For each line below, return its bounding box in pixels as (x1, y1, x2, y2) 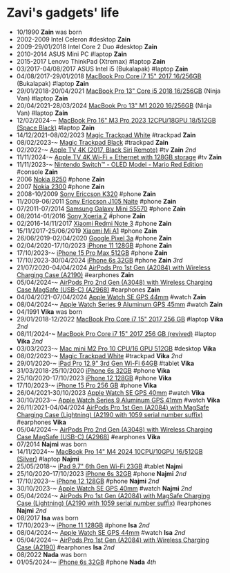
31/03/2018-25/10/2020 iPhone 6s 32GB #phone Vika (16, 366, 171, 375)
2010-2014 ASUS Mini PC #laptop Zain (16, 50, 127, 58)
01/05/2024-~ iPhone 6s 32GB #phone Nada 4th (16, 558, 157, 566)
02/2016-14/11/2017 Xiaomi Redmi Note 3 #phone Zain (16, 219, 172, 227)
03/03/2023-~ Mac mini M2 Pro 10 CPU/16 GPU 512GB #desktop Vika (16, 344, 217, 353)
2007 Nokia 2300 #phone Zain (16, 182, 105, 191)
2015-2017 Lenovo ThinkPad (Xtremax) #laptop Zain (16, 57, 166, 65)
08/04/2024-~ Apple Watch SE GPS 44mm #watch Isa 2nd (16, 528, 186, 536)
